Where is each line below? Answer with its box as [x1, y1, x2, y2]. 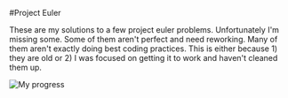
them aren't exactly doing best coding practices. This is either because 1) [9, 43, 278, 54]
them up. [9, 62, 43, 72]
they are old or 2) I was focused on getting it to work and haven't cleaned [9, 53, 278, 63]
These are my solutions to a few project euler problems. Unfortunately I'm [9, 25, 280, 34]
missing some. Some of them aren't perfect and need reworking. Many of [9, 34, 278, 44]
